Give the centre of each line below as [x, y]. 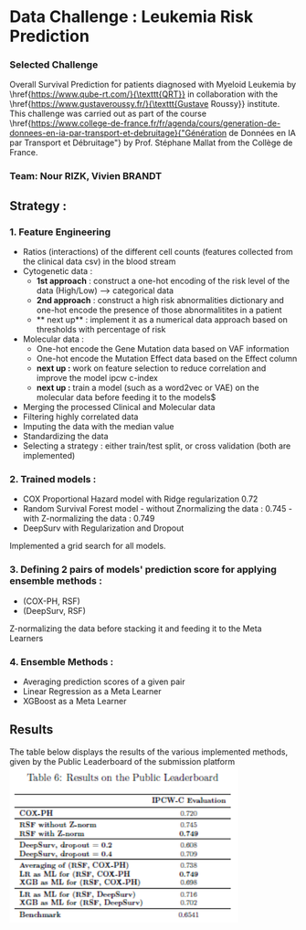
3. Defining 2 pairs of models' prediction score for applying [143, 570]
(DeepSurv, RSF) [54, 610]
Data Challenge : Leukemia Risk [132, 17]
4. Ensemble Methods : [62, 661]
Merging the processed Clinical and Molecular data [119, 407]
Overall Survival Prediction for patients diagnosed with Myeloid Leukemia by [153, 85]
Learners [26, 638]
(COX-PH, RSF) [51, 601]
